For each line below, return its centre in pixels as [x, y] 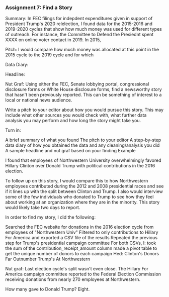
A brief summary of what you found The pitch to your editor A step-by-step [83, 140]
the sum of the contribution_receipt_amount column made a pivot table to [81, 248]
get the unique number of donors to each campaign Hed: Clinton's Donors [82, 254]
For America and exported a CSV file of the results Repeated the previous [81, 238]
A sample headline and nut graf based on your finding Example [70, 151]
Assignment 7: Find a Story [39, 8]
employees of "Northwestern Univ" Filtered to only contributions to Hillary [82, 232]
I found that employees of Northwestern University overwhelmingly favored [83, 160]
